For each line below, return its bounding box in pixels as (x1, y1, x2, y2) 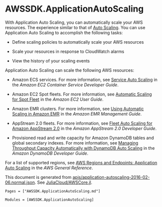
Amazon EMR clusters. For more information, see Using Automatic (12, 106, 144, 111)
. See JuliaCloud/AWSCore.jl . (34, 179, 93, 185)
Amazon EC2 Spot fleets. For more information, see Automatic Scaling (12, 91, 152, 97)
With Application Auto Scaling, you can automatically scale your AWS (5, 19, 143, 25)
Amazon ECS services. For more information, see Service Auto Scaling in (12, 77, 158, 82)
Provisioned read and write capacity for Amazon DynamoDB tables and (12, 135, 154, 141)
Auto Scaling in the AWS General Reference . (5, 165, 93, 171)
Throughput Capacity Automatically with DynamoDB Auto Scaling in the (12, 145, 155, 151)
